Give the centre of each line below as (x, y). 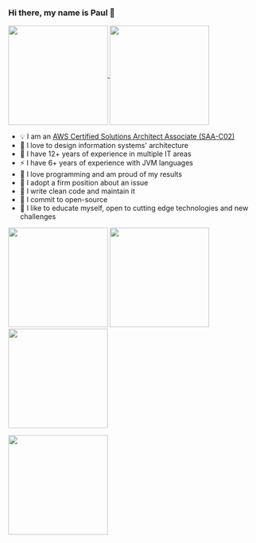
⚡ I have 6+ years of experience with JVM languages (106, 163)
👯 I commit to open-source (64, 200)
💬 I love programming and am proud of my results (101, 174)
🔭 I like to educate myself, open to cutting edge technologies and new (134, 208)
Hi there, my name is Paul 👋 (62, 13)
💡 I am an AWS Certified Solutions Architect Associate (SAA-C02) (127, 137)
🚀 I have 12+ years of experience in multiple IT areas (106, 154)
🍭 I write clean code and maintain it (77, 191)
